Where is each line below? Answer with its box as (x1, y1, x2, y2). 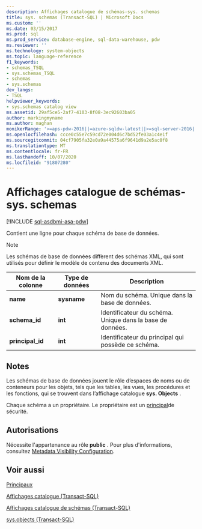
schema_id (9, 316, 41, 324)
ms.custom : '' (6, 20, 42, 26)
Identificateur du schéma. (100, 309, 173, 317)
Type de (64, 274, 89, 282)
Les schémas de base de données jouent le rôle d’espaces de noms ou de (6, 377, 190, 384)
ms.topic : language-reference (6, 53, 82, 59)
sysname (58, 295, 85, 303)
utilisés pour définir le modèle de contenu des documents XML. (6, 259, 164, 267)
